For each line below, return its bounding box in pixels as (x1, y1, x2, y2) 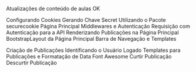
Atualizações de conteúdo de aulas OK (6, 5, 100, 12)
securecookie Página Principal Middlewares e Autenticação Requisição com (6, 23, 190, 30)
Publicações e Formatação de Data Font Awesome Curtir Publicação (6, 53, 172, 60)
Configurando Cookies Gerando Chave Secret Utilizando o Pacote (6, 17, 166, 23)
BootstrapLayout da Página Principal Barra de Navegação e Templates (6, 35, 177, 42)
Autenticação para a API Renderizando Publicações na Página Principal (6, 29, 180, 36)
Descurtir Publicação (6, 59, 57, 66)
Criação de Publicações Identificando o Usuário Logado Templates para (6, 47, 181, 54)
